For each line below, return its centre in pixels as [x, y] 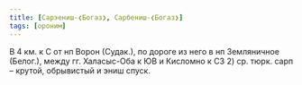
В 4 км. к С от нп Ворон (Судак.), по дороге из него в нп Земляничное [144, 51]
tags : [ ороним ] [38, 26]
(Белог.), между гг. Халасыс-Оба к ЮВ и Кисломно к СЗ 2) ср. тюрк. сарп [151, 61]
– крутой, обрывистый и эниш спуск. [80, 70]
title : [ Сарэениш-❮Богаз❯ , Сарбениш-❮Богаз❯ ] [96, 17]
